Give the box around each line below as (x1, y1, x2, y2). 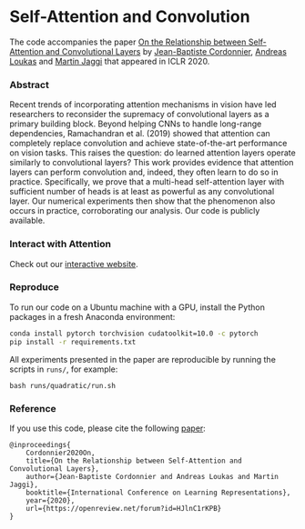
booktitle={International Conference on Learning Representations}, (25, 488, 291, 497)
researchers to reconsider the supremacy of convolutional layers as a (9, 109, 270, 120)
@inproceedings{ (9, 440, 71, 449)
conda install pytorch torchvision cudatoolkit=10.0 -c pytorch (9, 329, 259, 338)
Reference (9, 402, 56, 414)
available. (9, 215, 46, 226)
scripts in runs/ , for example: (9, 364, 118, 374)
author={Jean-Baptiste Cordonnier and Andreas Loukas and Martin (25, 472, 280, 481)
